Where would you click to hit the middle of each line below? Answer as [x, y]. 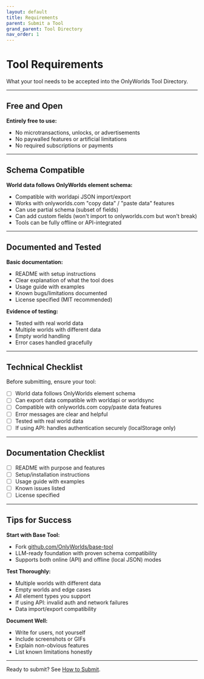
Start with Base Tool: [33, 534]
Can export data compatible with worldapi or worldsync [85, 400]
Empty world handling [42, 336]
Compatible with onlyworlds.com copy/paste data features [88, 407]
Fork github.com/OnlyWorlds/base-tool [64, 547]
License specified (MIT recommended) [64, 299]
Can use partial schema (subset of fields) [67, 210]
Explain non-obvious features [52, 645]
